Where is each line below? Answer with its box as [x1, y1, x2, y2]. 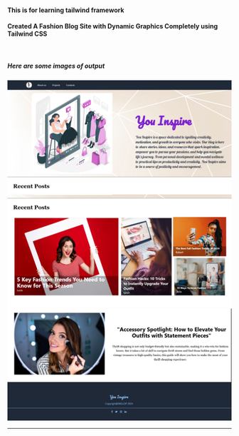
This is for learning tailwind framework [7, 6, 124, 14]
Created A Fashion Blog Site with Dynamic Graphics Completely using [7, 22, 218, 31]
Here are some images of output [7, 61, 105, 71]
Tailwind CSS [7, 29, 48, 39]
